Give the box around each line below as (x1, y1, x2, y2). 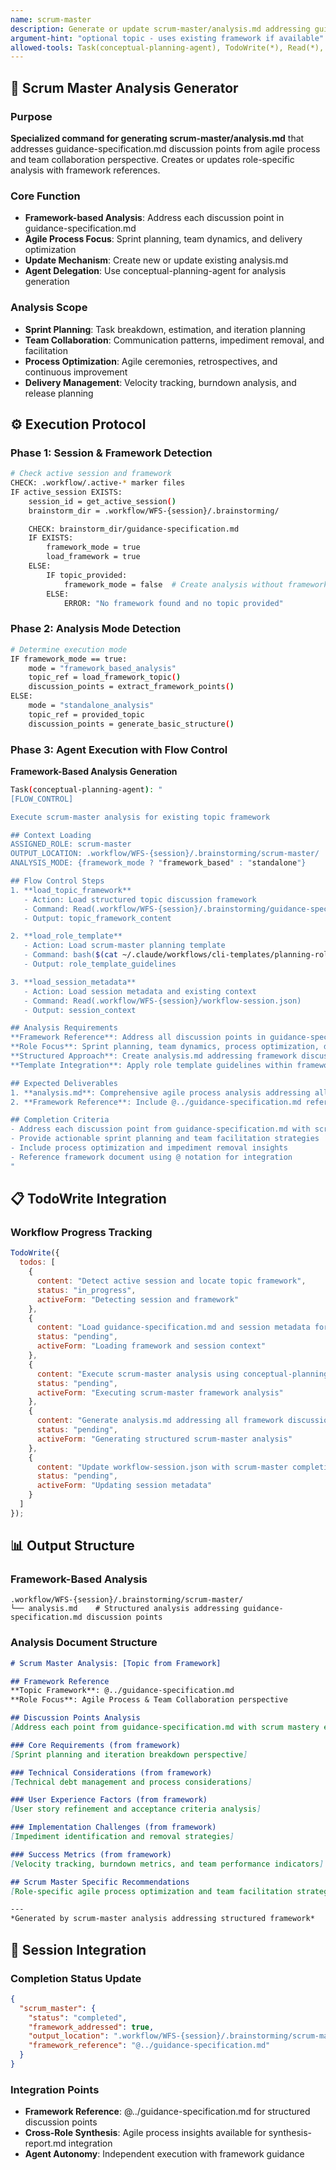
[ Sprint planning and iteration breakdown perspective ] (10, 1749, 248, 1760)
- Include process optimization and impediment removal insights (10, 1143, 288, 1153)
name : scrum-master (10, 14, 92, 25)
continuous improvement (24, 366, 128, 378)
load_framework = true (46, 552, 141, 562)
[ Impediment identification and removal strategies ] (10, 1832, 235, 1842)
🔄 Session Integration (10, 1941, 147, 1958)
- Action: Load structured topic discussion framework (23, 894, 257, 905)
